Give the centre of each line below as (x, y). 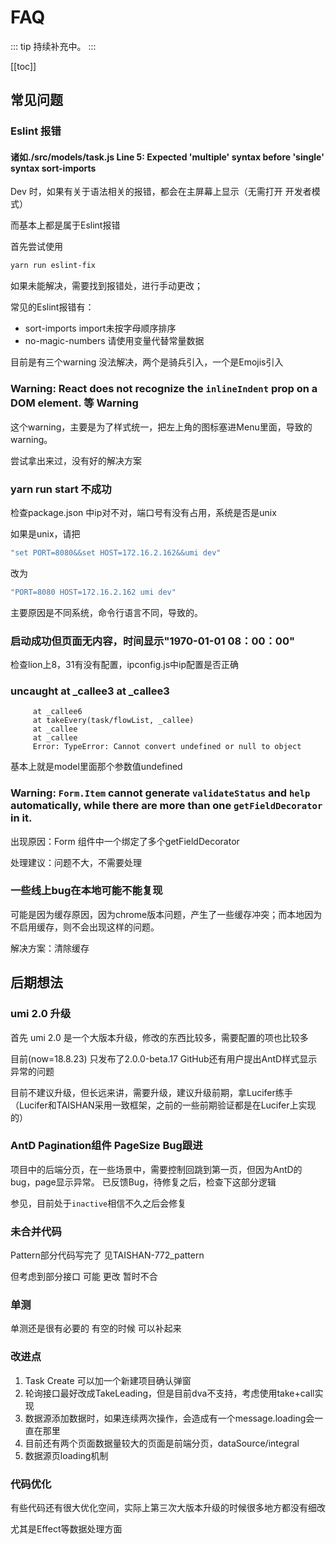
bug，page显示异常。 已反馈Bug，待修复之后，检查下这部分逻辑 (143, 1182)
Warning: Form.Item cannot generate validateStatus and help (160, 793)
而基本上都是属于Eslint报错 (65, 225)
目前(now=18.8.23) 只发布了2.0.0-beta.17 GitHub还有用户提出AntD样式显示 (164, 1058)
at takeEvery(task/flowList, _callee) (113, 721)
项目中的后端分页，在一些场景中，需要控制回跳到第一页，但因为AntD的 (156, 1169)
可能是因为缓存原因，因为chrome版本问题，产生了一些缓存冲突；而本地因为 (166, 914)
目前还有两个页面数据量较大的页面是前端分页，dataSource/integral (162, 1443)
